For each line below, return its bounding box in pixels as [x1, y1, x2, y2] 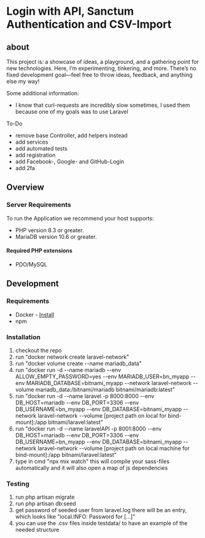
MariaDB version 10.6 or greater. [15, 233, 97, 240]
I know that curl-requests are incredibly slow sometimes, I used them [15, 101, 190, 109]
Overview [6, 182, 45, 193]
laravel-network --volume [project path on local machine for [37, 444, 190, 452]
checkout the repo [15, 346, 62, 354]
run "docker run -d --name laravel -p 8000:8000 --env [15, 392, 155, 400]
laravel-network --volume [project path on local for [37, 411, 167, 419]
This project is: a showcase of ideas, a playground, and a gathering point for [6, 58, 199, 65]
